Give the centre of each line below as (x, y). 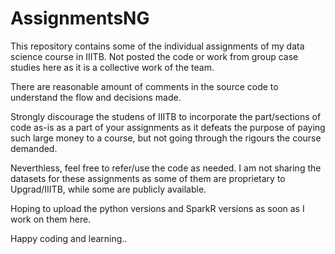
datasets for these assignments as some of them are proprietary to (148, 178)
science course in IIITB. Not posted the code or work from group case (154, 56)
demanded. (34, 148)
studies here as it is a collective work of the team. (112, 67)
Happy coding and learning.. (69, 238)
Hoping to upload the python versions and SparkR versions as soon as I (157, 208)
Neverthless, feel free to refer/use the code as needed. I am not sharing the (166, 168)
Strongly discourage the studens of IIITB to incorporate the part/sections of (166, 116)
